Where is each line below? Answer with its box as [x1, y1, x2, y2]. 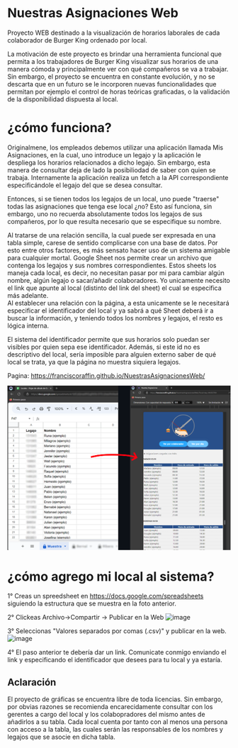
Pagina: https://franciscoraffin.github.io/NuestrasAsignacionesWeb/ [7, 371, 205, 380]
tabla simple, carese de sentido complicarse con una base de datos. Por [7, 238, 218, 247]
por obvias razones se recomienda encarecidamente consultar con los [7, 703, 213, 711]
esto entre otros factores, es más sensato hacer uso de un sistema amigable [7, 246, 230, 255]
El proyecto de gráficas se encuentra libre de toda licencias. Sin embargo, [7, 695, 223, 703]
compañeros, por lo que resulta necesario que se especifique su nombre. [7, 217, 222, 225]
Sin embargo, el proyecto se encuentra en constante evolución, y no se [7, 72, 215, 81]
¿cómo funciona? [7, 120, 112, 136]
